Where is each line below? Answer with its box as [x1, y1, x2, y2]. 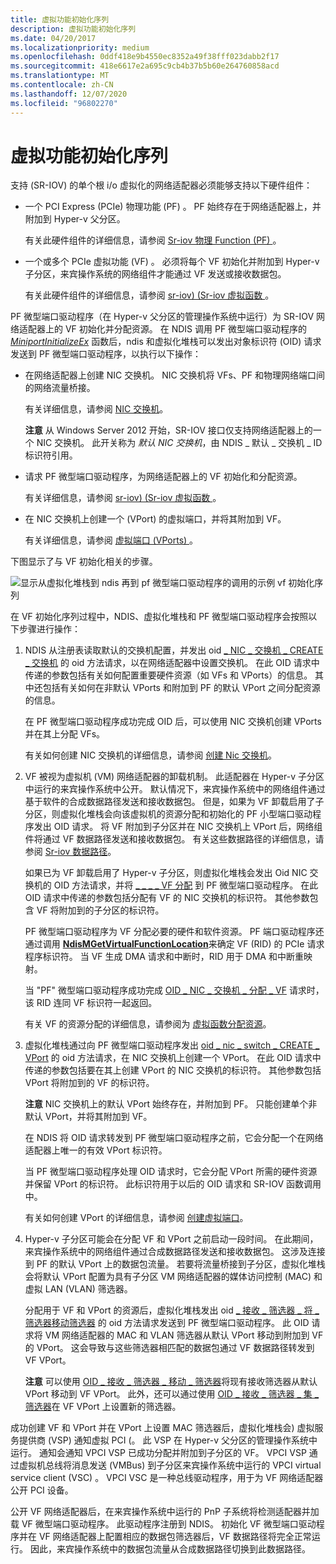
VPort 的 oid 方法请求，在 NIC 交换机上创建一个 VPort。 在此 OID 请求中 [24, 1052, 322, 1064]
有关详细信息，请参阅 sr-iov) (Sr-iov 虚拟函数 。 [24, 492, 222, 504]
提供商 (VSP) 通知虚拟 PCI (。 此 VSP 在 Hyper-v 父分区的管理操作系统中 [18, 1434, 318, 1446]
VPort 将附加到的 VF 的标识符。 [24, 1077, 155, 1089]
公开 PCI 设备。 [10, 1484, 74, 1496]
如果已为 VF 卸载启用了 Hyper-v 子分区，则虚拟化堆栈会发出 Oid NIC [24, 867, 308, 879]
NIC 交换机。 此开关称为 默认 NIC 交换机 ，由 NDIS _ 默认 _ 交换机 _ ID [36, 437, 323, 449]
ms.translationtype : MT [10, 71, 110, 81]
